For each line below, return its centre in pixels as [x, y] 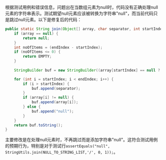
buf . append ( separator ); [56, 88]
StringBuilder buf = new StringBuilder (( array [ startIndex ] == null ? [87, 70]
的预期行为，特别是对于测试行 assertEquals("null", [58, 146]
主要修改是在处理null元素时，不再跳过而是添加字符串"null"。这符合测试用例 [82, 140]
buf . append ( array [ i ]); [55, 102]
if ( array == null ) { [36, 34]
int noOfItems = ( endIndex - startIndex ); [58, 47]
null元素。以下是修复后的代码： [50, 20]
